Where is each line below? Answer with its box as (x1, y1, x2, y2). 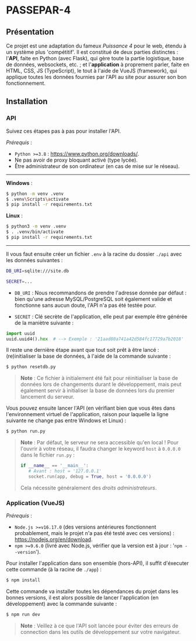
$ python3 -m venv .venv (6, 224, 66, 229)
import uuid (6, 330, 35, 337)
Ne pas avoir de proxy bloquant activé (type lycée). (14, 156, 138, 163)
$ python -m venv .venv (6, 191, 64, 197)
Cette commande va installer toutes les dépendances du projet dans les (6, 588, 179, 595)
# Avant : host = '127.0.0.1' (28, 468, 102, 474)
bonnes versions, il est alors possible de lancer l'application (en (6, 594, 159, 601)
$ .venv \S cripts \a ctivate (6, 196, 69, 202)
